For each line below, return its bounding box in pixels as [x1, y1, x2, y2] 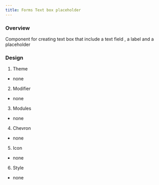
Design [5, 54, 24, 61]
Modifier [12, 85, 31, 92]
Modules [12, 105, 32, 111]
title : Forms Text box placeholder [5, 7, 81, 13]
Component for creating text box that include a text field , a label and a [5, 36, 154, 42]
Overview [5, 24, 30, 31]
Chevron [12, 125, 31, 131]
